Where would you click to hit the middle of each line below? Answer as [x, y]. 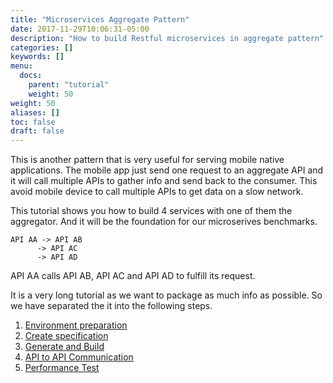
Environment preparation [76, 325]
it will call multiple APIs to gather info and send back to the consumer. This [164, 181]
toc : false [33, 122]
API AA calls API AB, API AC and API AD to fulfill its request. [133, 276]
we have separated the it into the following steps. [111, 306]
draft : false [37, 131]
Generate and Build [64, 347]
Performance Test [62, 368]
